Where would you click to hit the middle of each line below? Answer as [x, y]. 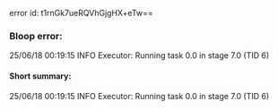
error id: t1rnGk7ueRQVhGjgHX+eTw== [82, 13]
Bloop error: [36, 36]
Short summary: [40, 76]
